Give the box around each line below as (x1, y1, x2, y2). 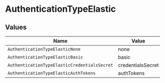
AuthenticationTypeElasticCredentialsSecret (7, 62, 113, 68)
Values (5, 23, 27, 31)
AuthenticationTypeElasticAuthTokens (7, 70, 96, 76)
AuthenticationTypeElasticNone (7, 47, 81, 52)
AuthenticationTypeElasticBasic (7, 55, 83, 60)
